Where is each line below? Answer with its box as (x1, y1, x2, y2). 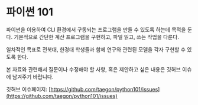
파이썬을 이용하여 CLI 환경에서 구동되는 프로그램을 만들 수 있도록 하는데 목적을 (6, 26, 186, 33)
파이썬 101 (6, 5, 53, 19)
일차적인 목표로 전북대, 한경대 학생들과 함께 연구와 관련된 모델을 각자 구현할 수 (6, 45, 186, 53)
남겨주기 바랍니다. (12, 73, 54, 80)
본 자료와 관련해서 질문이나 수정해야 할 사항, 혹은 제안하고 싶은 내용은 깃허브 (6, 65, 181, 73)
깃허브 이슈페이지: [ (6, 86, 51, 93)
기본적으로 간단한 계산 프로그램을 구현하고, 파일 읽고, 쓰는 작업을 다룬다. (14, 33, 179, 40)
